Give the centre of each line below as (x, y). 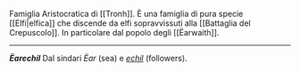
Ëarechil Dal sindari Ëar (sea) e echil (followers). (98, 58)
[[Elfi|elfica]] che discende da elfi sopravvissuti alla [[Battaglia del (130, 23)
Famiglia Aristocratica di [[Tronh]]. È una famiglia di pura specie (126, 14)
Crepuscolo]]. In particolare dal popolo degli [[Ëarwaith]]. (114, 32)
